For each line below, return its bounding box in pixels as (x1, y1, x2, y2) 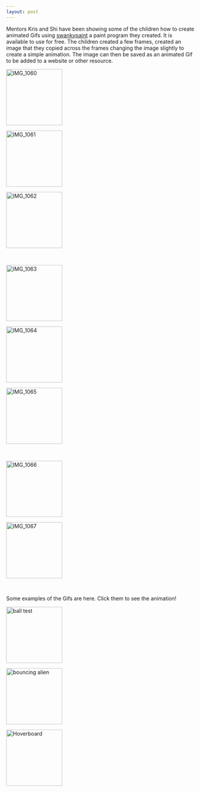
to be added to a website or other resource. (6, 57, 113, 64)
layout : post (6, 8, 39, 15)
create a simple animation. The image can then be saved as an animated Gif (6, 50, 193, 58)
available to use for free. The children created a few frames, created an (6, 38, 181, 45)
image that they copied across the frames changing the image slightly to (6, 44, 184, 52)
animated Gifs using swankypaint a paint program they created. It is (6, 31, 173, 39)
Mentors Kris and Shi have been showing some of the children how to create (6, 25, 195, 32)
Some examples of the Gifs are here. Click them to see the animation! (6, 594, 177, 602)
